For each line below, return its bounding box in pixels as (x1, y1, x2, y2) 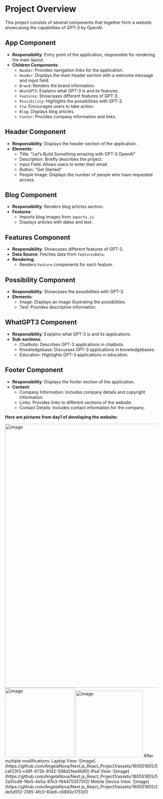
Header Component (5, 128, 66, 136)
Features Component (5, 233, 70, 242)
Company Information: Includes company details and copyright (19, 389, 146, 395)
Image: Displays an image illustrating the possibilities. (19, 299, 126, 305)
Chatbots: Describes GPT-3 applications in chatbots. (19, 341, 125, 347)
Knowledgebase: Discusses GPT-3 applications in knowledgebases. (19, 347, 155, 352)
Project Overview (5, 3, 77, 15)
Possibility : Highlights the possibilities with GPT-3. (19, 98, 123, 104)
